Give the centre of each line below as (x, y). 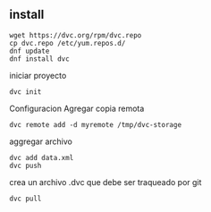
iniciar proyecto (38, 75)
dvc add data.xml (42, 157)
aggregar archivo (41, 141)
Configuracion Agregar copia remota (77, 108)
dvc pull (25, 199)
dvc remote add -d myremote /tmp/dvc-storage (95, 124)
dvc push (25, 165)
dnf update (30, 51)
